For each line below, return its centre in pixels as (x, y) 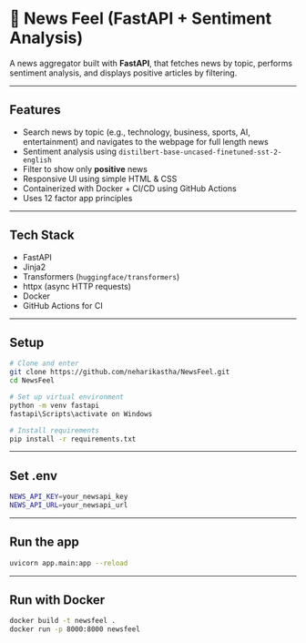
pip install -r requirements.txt (73, 439)
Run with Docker (57, 600)
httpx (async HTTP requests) (77, 286)
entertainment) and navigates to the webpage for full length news (145, 141)
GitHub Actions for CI (62, 305)
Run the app (44, 542)
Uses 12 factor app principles (77, 198)
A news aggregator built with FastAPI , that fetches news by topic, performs (151, 63)
